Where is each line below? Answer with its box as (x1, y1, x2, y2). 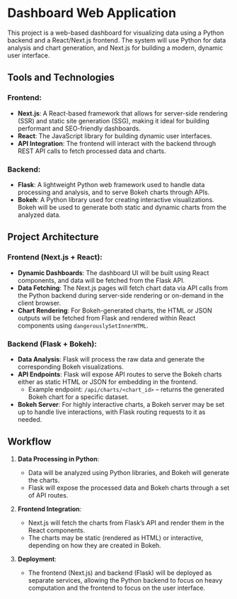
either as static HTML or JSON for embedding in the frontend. (17, 377, 198, 386)
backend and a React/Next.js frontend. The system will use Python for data (7, 35, 226, 44)
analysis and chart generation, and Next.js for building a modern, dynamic (7, 43, 224, 52)
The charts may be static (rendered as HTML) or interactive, (28, 533, 204, 542)
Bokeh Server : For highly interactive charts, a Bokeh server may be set (17, 400, 225, 408)
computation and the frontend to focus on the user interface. (28, 583, 205, 592)
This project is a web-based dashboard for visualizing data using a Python (7, 28, 224, 37)
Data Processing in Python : (17, 454, 100, 463)
